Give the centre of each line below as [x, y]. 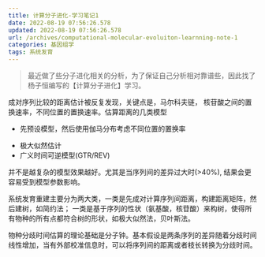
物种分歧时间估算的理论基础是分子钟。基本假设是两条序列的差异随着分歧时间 [132, 235]
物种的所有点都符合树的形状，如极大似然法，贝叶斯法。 [105, 218]
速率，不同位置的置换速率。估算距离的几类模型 [91, 112]
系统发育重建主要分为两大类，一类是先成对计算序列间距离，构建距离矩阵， [129, 199]
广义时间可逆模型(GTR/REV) [65, 155]
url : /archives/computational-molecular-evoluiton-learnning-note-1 [123, 37]
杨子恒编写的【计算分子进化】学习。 [86, 85]
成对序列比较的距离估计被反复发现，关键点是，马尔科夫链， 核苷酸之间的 [127, 102]
